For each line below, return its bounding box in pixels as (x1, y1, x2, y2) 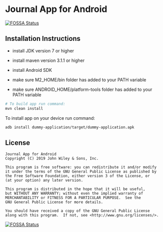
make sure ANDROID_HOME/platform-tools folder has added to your (12, 86, 153, 92)
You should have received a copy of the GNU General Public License (5, 209, 150, 214)
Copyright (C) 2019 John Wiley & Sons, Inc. (5, 156, 99, 161)
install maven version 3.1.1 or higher (12, 57, 85, 63)
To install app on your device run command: (5, 115, 95, 121)
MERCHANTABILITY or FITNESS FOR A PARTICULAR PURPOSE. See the (5, 196, 141, 201)
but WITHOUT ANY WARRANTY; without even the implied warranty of (5, 191, 143, 196)
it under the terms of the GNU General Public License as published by (5, 169, 157, 174)
